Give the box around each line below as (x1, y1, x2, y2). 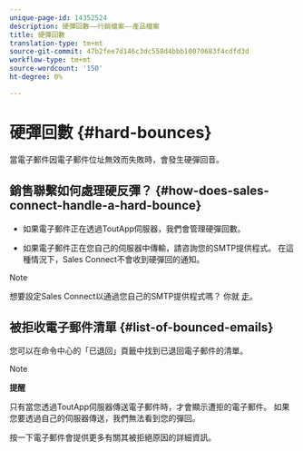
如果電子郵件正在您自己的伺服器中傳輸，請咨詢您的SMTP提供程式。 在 (22, 242, 287, 253)
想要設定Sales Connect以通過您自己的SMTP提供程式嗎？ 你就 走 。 (9, 290, 259, 301)
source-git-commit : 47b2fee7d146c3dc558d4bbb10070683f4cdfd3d (9, 47, 249, 56)
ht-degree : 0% (9, 73, 64, 82)
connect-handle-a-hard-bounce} (9, 198, 202, 213)
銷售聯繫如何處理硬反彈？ (9, 183, 152, 199)
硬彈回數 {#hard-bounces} (9, 122, 212, 142)
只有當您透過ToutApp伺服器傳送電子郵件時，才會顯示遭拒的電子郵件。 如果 (9, 401, 290, 413)
